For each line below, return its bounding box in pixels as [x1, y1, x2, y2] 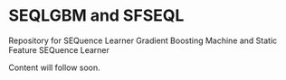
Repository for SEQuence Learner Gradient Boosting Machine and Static [8, 35, 278, 46]
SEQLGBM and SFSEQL [8, 5, 185, 26]
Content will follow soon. [8, 62, 100, 73]
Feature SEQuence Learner [8, 44, 110, 55]
